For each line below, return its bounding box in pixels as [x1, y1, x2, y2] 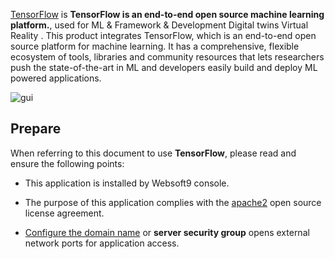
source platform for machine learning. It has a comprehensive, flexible [10, 40, 300, 52]
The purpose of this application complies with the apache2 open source [24, 196, 322, 208]
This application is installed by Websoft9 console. [24, 177, 230, 189]
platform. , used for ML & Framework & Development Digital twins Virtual [10, 19, 309, 31]
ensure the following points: [10, 157, 125, 169]
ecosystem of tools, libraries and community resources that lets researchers [10, 51, 325, 63]
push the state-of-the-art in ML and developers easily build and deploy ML [10, 62, 318, 73]
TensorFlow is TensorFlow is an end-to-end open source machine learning [10, 9, 325, 20]
